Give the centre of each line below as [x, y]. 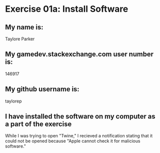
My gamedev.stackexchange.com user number [79, 54]
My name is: [24, 27]
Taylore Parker [20, 39]
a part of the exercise [38, 124]
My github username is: [42, 89]
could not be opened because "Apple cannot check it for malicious [73, 141]
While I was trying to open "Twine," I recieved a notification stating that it [79, 136]
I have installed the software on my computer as [80, 116]
